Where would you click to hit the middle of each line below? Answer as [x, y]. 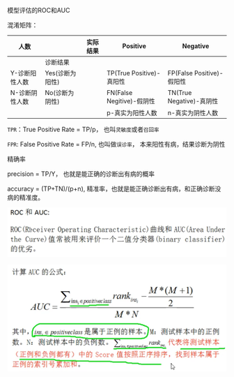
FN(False [120, 92]
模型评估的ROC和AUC [39, 10]
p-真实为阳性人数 [132, 112]
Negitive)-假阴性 [131, 101]
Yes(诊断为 [61, 73]
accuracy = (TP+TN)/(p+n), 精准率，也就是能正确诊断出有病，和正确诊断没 [114, 188]
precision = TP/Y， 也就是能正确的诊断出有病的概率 [81, 174]
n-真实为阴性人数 [193, 112]
